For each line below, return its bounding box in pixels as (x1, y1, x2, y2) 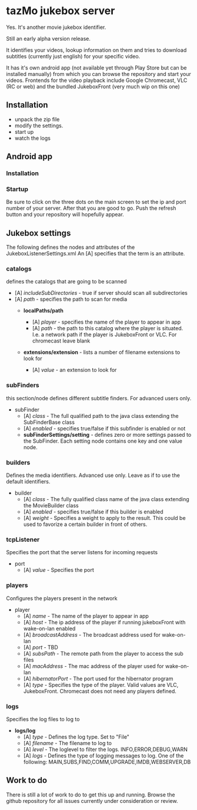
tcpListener (6, 535, 40, 544)
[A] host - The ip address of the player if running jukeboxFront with (23, 618, 186, 625)
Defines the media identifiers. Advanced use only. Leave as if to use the (6, 472, 181, 479)
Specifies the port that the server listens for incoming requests (6, 549, 158, 556)
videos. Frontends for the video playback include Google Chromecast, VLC (6, 77, 188, 84)
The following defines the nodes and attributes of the (6, 243, 135, 251)
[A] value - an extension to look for (32, 367, 117, 374)
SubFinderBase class (23, 419, 75, 426)
